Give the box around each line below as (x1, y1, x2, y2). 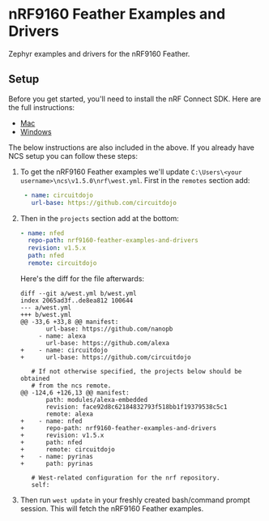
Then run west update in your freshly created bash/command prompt (19, 495, 250, 505)
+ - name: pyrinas (19, 452, 93, 460)
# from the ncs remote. (31, 382, 112, 390)
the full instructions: (8, 102, 75, 112)
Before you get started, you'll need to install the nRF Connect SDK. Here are (8, 94, 262, 104)
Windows (19, 126, 52, 136)
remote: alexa (45, 410, 93, 418)
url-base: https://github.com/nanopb (45, 325, 173, 333)
